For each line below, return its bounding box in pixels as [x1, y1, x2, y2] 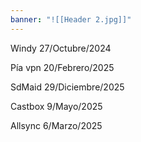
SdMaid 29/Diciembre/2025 [10, 81, 125, 93]
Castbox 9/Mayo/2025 [10, 100, 103, 112]
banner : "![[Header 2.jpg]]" [10, 14, 132, 25]
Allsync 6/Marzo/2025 [10, 119, 103, 131]
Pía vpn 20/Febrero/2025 [10, 61, 115, 73]
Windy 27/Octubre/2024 [10, 42, 112, 54]
